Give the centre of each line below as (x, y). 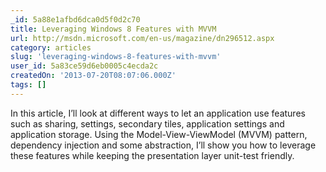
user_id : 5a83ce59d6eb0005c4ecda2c (84, 66)
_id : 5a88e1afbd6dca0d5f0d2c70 (75, 19)
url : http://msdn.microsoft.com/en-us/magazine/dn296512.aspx (142, 38)
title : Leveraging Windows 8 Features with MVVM (113, 29)
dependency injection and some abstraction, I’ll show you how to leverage (163, 145)
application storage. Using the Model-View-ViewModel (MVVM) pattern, (159, 134)
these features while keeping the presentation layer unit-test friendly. (152, 155)
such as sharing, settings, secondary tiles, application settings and (147, 123)
